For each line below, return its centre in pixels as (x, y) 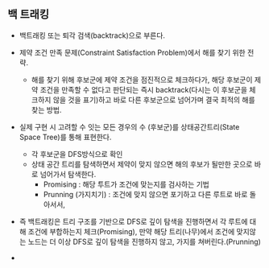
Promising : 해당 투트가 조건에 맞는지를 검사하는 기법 (126, 184)
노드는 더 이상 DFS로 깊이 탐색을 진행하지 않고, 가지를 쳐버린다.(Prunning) (144, 241)
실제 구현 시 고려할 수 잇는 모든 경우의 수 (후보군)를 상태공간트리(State (129, 126)
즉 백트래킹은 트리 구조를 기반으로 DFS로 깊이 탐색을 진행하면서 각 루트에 (133, 221)
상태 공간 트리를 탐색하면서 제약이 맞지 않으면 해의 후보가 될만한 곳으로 (142, 164)
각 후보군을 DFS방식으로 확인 (77, 154)
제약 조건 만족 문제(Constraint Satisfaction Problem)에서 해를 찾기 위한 (132, 52)
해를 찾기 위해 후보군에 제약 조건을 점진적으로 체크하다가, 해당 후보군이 (142, 80)
